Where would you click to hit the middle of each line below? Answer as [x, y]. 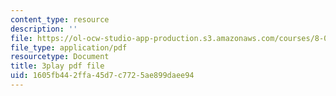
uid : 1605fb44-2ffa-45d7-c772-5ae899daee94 [102, 76]
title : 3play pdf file [57, 66]
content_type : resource [60, 19]
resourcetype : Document [60, 57]
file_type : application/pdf [69, 47]
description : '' [44, 29]
